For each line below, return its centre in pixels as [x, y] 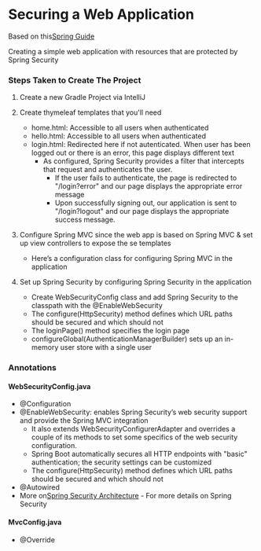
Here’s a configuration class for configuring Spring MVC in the [132, 259]
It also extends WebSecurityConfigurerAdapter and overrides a [133, 429]
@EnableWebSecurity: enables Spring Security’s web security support [133, 412]
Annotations [32, 368]
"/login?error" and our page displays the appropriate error [149, 186]
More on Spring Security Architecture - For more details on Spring [125, 496]
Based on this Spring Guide [51, 36]
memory [45, 347]
